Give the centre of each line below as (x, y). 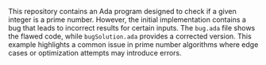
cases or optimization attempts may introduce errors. (95, 53)
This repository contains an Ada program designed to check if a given (122, 11)
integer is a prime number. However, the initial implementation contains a (127, 20)
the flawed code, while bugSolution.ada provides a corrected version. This (130, 36)
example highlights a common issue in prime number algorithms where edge (133, 45)
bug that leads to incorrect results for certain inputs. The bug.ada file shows (132, 28)
